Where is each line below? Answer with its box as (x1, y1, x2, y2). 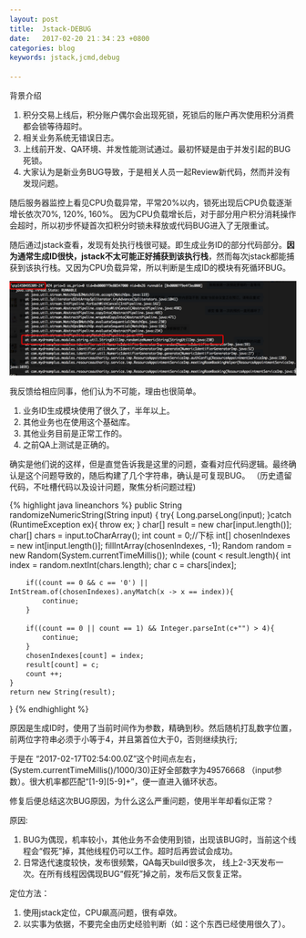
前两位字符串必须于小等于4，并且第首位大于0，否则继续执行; (9, 734, 239, 745)
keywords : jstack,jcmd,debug (9, 53, 120, 63)
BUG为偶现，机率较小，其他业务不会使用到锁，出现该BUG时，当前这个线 (22, 834, 297, 845)
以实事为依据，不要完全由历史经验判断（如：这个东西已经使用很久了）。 (22, 919, 291, 930)
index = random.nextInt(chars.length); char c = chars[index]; (9, 560, 237, 571)
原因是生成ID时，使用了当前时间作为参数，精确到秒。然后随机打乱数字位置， (9, 723, 297, 734)
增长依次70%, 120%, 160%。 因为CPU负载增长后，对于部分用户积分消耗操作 (9, 209, 297, 219)
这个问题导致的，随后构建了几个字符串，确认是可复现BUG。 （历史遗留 (25, 470, 292, 481)
